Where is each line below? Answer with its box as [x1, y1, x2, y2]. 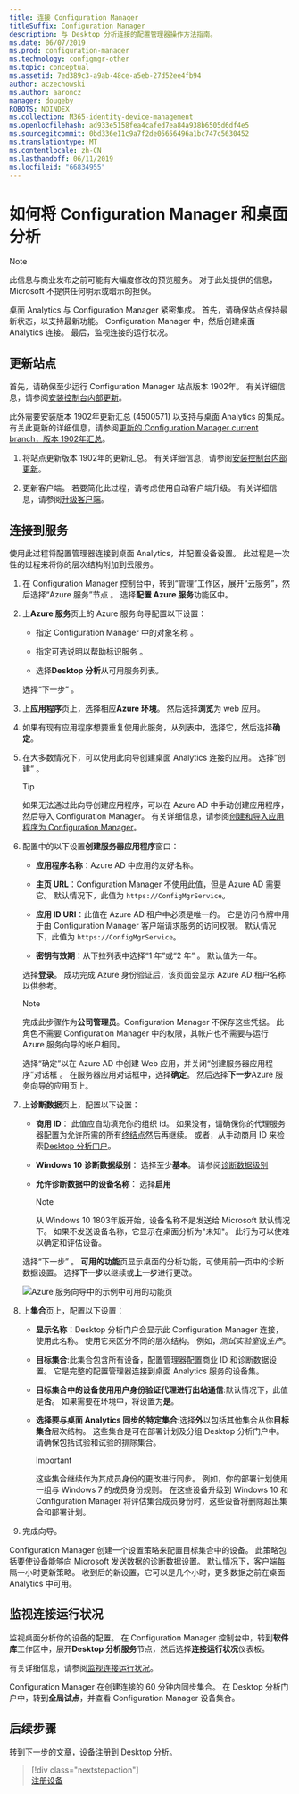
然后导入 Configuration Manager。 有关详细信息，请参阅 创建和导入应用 [21, 810, 285, 822]
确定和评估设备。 [43, 1237, 107, 1247]
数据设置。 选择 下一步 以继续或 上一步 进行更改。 [21, 1267, 197, 1278]
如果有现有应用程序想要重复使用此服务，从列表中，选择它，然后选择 [21, 722, 273, 732]
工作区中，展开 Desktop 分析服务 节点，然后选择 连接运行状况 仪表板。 [17, 1643, 270, 1654]
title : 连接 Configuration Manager [9, 13, 139, 22]
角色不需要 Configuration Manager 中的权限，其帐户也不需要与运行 [21, 1028, 270, 1039]
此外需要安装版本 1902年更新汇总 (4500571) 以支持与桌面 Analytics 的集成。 [9, 412, 290, 422]
